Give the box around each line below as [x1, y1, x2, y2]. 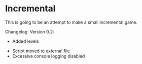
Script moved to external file [12, 48, 70, 54]
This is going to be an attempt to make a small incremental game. [5, 19, 138, 25]
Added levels [12, 38, 39, 44]
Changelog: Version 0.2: [5, 29, 54, 34]
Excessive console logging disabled [12, 53, 85, 59]
